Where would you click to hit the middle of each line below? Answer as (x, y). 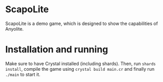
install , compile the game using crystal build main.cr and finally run (80, 69)
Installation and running (57, 50)
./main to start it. (23, 74)
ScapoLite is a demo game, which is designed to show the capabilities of (81, 23)
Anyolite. (15, 29)
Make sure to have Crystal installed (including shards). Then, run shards (81, 63)
